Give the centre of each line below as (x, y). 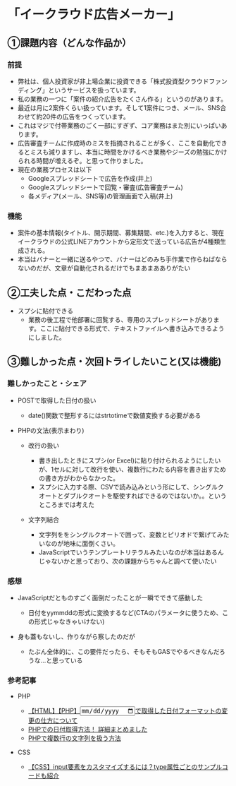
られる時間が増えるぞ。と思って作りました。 (82, 160)
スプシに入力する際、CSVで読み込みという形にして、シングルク (131, 487)
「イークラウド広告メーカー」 (94, 14)
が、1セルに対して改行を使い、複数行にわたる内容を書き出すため (132, 469)
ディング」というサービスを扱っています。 (79, 90)
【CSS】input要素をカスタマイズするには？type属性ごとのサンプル (125, 767)
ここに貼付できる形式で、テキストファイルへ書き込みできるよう (132, 328)
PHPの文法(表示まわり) (51, 430)
